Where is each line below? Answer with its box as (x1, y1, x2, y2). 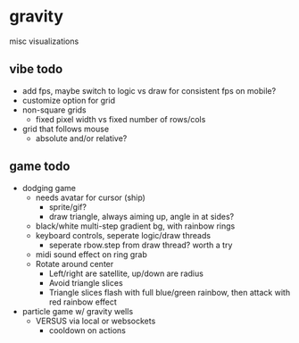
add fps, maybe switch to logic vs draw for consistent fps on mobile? (21, 85, 277, 96)
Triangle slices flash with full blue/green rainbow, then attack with (48, 287, 291, 297)
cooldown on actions (48, 324, 127, 336)
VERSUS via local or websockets (35, 315, 156, 326)
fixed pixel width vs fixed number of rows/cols (35, 113, 206, 124)
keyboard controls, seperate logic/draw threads (35, 230, 212, 240)
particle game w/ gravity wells (21, 305, 134, 316)
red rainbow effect (48, 297, 118, 307)
